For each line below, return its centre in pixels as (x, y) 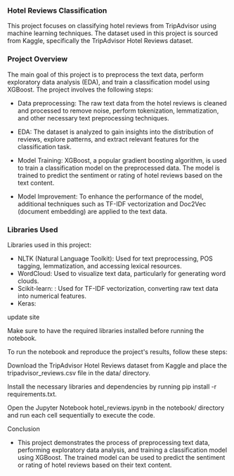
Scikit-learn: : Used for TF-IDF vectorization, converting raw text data (118, 288)
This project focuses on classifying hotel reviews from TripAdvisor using (112, 26)
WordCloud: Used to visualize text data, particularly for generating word (122, 273)
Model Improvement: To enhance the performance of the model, (110, 196)
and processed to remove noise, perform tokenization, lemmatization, (118, 111)
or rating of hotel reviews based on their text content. (95, 465)
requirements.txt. (32, 394)
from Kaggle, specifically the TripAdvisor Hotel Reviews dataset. (100, 41)
